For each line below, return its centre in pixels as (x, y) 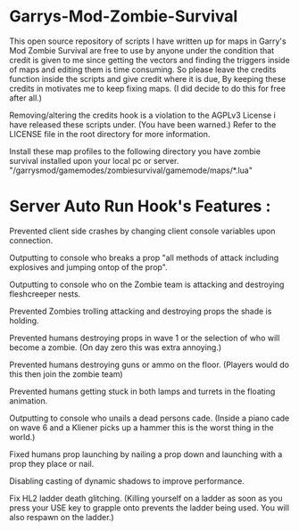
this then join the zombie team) (66, 374)
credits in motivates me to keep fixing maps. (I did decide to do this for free (147, 88)
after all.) (26, 98)
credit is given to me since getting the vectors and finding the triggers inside (149, 60)
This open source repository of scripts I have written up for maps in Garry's (148, 41)
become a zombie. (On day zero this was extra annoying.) (116, 347)
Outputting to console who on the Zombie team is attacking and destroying (147, 284)
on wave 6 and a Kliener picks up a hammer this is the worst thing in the (141, 427)
